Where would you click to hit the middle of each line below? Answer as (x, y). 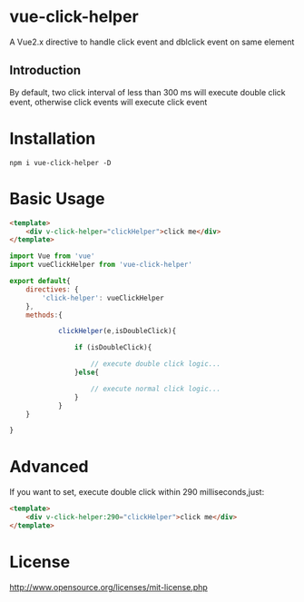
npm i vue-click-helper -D (60, 163)
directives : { (52, 289)
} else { (87, 372)
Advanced (49, 467)
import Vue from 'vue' (52, 256)
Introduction (45, 70)
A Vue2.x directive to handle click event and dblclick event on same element (152, 42)
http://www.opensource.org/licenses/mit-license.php (109, 587)
